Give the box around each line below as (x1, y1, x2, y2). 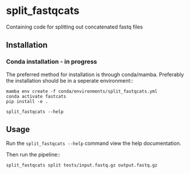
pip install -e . (6, 98, 48, 104)
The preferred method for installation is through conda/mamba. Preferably (6, 71, 184, 78)
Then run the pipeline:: (6, 151, 61, 158)
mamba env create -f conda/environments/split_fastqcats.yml (6, 88, 158, 94)
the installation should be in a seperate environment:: (6, 77, 133, 84)
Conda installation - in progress (6, 58, 97, 66)
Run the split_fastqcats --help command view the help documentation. (6, 140, 182, 147)
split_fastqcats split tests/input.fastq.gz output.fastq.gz (6, 162, 158, 168)
